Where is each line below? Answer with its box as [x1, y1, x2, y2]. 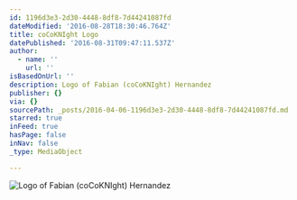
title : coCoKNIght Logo [9, 30, 99, 39]
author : [9, 47, 39, 56]
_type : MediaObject [9, 147, 83, 156]
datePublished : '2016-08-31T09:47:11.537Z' [9, 38, 176, 48]
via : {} [9, 96, 39, 106]
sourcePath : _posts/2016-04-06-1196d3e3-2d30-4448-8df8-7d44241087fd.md [9, 105, 289, 114]
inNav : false [9, 139, 59, 148]
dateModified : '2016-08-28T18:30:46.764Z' [9, 22, 172, 31]
